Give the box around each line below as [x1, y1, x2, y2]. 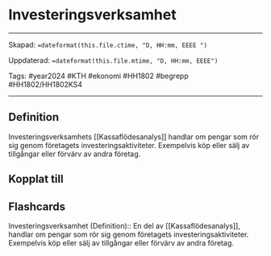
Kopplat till [8, 172, 64, 186]
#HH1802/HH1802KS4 [8, 79, 83, 89]
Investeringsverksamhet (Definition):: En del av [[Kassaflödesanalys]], [8, 221, 240, 230]
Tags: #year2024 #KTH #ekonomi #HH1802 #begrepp [8, 71, 189, 81]
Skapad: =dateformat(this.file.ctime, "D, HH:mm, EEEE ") [8, 39, 208, 49]
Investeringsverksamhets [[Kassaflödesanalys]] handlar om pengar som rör [8, 131, 260, 142]
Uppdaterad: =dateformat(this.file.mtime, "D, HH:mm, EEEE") [8, 55, 219, 65]
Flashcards [8, 200, 66, 213]
